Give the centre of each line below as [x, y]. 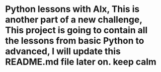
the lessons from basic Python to [75, 41]
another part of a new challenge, [74, 20]
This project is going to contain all [76, 30]
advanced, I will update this [63, 51]
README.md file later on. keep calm [81, 62]
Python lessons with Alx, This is [72, 9]
